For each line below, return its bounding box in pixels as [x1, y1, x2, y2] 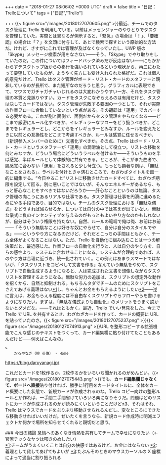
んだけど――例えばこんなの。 [5, 336, 66, 342]
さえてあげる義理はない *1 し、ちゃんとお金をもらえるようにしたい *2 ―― [5, 286, 153, 292]
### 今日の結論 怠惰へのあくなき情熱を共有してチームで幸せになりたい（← [5, 430, 158, 436]
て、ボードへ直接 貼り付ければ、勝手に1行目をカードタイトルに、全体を [5, 382, 150, 388]
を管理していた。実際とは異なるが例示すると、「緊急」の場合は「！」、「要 [5, 33, 155, 39]
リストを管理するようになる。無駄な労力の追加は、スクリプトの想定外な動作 [5, 274, 161, 280]
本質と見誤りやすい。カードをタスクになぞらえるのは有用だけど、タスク [13, 95, 161, 100]
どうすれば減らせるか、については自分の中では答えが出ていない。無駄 [18, 206, 161, 212]
